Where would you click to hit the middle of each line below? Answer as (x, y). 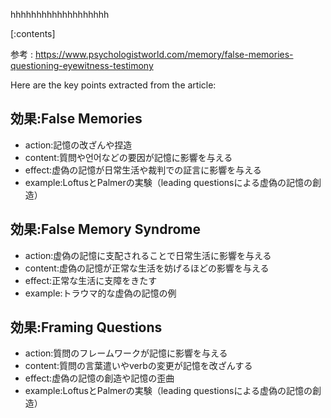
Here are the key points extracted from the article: (113, 85)
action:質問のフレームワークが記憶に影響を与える (126, 353)
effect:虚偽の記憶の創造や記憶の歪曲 (99, 378)
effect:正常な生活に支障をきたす (91, 280)
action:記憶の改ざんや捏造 (78, 145)
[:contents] (33, 33)
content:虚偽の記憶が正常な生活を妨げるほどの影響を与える (147, 268)
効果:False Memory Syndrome (106, 229)
